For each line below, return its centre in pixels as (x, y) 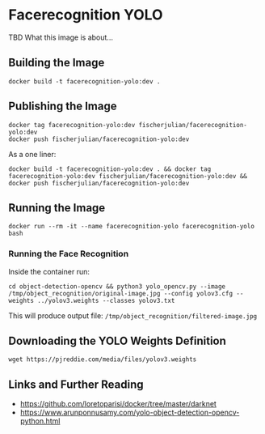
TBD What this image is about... (61, 37)
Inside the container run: (49, 271)
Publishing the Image (63, 106)
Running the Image (57, 208)
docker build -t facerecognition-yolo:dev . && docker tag (110, 169)
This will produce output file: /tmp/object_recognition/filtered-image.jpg (132, 315)
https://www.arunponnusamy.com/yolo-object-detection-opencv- (130, 413)
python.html (40, 421)
